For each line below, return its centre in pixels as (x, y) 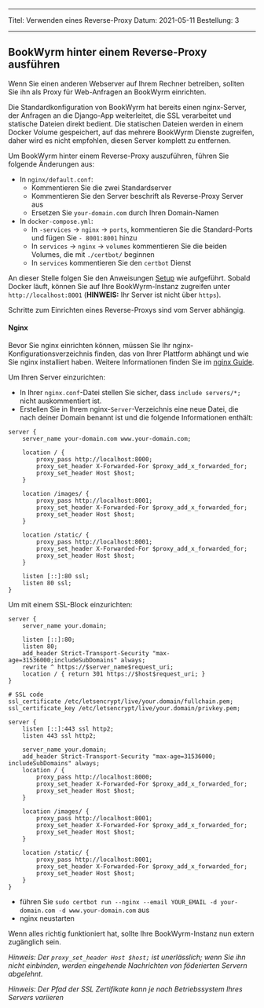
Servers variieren (36, 998)
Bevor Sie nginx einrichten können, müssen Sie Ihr (90, 346)
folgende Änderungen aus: (51, 164)
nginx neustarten (47, 918)
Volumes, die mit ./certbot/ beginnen (93, 254)
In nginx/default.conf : (56, 179)
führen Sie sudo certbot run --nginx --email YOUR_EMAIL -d (118, 902)
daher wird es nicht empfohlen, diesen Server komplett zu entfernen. (120, 140)
